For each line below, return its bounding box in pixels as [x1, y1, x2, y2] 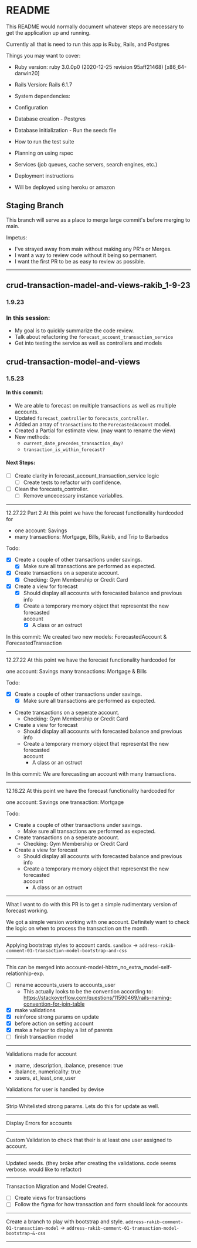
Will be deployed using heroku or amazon [14, 183, 116, 191]
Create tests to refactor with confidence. [23, 479, 122, 486]
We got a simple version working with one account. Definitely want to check [6, 918, 190, 925]
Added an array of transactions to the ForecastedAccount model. [14, 421, 171, 428]
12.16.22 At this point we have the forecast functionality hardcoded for [6, 787, 175, 794]
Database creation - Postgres [14, 115, 86, 122]
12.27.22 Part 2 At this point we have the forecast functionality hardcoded [6, 509, 184, 516]
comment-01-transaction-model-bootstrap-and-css [6, 947, 127, 953]
